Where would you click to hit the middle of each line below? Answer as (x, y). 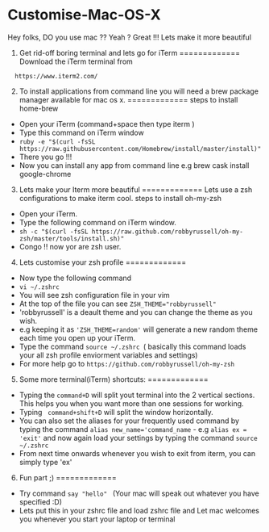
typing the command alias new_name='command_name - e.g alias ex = (133, 429)
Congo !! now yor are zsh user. (70, 246)
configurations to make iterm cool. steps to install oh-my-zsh (120, 198)
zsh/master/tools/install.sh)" (72, 239)
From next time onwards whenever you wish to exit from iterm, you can (137, 453)
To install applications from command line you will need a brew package (139, 91)
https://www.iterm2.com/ (56, 76)
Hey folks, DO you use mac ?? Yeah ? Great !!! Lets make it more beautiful (129, 37)
